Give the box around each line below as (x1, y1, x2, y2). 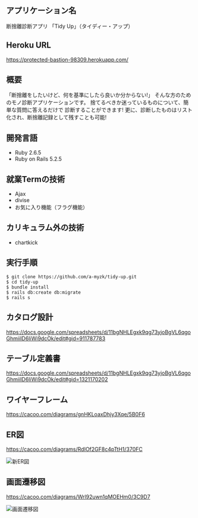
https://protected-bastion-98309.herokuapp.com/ (6, 56, 129, 63)
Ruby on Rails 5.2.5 (14, 155, 62, 162)
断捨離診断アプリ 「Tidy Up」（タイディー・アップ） (6, 23, 134, 30)
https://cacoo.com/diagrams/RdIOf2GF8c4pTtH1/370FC (6, 445, 143, 453)
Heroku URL (6, 40, 52, 51)
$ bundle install (6, 284, 49, 290)
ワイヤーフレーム (6, 394, 68, 404)
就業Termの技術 (6, 174, 65, 184)
